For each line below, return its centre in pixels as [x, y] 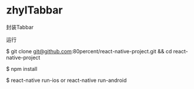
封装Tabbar [20, 27]
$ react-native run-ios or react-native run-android [66, 80]
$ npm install [22, 69]
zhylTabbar [34, 10]
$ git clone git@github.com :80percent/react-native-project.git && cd [89, 51]
